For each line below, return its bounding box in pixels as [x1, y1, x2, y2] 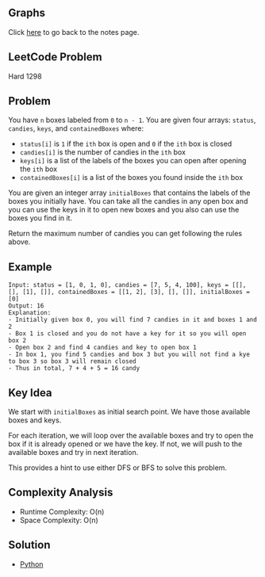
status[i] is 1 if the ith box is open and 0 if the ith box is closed [19, 139, 232, 149]
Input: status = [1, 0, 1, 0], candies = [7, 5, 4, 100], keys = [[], [8, 281, 247, 289]
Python [19, 559, 44, 569]
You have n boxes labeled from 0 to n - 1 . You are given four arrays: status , [8, 115, 256, 125]
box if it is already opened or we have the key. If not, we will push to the [8, 439, 243, 449]
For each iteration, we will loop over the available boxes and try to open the [8, 431, 254, 441]
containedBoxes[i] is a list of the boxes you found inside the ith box [19, 173, 244, 182]
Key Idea [8, 386, 53, 399]
